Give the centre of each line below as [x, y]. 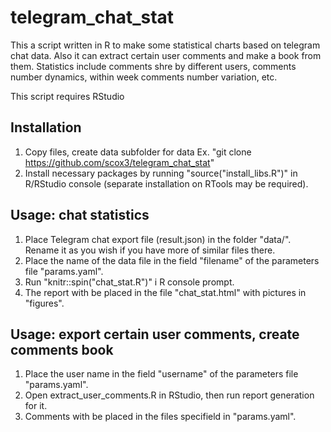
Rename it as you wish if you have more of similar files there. [150, 250]
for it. [36, 406]
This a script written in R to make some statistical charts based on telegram [165, 45]
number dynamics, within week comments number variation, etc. [144, 77]
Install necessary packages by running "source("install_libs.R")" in [161, 173]
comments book [62, 349]
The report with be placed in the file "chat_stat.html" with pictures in [165, 292]
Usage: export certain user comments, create [155, 334]
